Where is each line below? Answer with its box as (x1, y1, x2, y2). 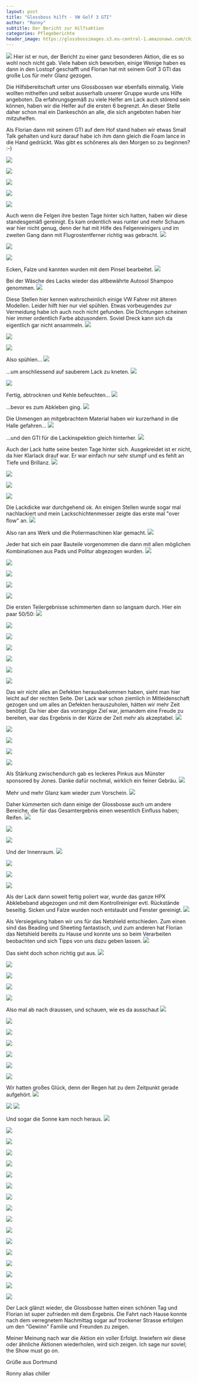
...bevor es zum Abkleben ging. (6, 404, 82, 411)
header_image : (6, 36, 41, 42)
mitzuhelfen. (6, 115, 37, 122)
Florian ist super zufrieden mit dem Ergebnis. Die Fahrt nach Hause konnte (6, 1310, 187, 1317)
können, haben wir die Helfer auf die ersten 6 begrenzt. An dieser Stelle (6, 102, 180, 109)
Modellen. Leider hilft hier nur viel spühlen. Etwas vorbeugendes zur (6, 302, 172, 309)
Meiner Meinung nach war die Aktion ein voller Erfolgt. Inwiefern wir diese (6, 1335, 186, 1342)
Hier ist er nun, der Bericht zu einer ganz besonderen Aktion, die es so (13, 53, 184, 60)
